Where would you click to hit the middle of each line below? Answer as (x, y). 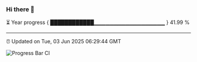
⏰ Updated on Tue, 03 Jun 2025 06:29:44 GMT (64, 42)
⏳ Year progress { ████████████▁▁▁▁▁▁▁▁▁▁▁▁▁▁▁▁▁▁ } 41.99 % (98, 22)
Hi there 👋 (21, 9)
